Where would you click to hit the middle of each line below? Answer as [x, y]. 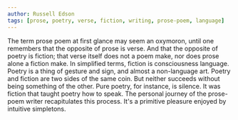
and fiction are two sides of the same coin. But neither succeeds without [114, 78]
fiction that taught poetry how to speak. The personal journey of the [107, 94]
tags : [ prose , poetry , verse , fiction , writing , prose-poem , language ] [116, 21]
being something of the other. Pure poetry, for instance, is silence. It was [114, 86]
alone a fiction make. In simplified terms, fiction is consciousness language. [118, 63]
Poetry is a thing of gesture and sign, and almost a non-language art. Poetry [119, 71]
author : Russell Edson [41, 14]
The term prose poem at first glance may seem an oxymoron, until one [111, 40]
